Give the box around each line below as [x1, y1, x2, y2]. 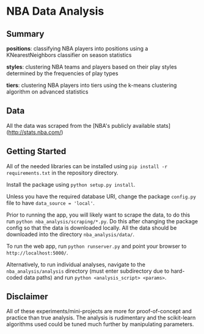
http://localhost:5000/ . [6, 249, 68, 256]
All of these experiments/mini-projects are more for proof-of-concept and [6, 308, 192, 315]
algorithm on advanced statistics [6, 88, 89, 95]
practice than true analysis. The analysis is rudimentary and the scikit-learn [6, 314, 196, 322]
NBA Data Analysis [6, 4, 104, 18]
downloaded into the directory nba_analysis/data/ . [6, 231, 135, 238]
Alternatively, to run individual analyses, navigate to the [6, 261, 145, 268]
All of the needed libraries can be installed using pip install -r [6, 162, 168, 169]
